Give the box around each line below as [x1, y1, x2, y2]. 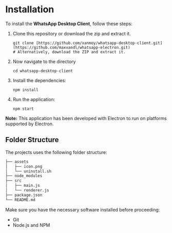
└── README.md [5, 197, 36, 202]
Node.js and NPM [12, 222, 50, 228]
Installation [5, 4, 54, 15]
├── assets [5, 159, 29, 164]
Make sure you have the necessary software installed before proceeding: [5, 206, 160, 212]
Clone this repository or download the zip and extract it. [12, 30, 131, 36]
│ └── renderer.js [5, 188, 50, 193]
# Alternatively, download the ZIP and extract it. [12, 49, 126, 54]
